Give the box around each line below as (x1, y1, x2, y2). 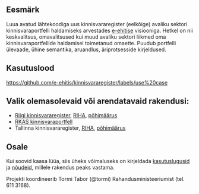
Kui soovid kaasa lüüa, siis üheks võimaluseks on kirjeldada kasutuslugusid (6, 158, 190, 165)
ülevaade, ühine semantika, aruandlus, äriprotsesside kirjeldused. (6, 46, 166, 53)
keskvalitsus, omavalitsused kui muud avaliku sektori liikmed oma (6, 33, 166, 40)
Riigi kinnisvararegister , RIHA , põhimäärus (14, 112, 118, 119)
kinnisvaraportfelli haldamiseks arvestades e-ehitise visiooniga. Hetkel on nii (6, 27, 193, 34)
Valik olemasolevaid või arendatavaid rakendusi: (6, 96, 189, 107)
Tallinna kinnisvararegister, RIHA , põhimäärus (14, 124, 126, 132)
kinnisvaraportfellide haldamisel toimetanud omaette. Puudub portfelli (6, 39, 176, 46)
